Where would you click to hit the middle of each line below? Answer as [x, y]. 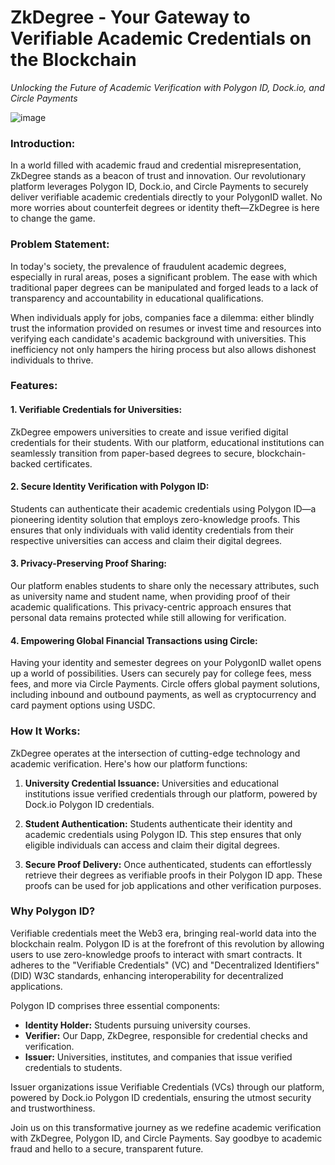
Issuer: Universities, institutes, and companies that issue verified [158, 1057]
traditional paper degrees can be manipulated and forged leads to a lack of [164, 287]
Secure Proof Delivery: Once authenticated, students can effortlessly [168, 864]
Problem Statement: [60, 244]
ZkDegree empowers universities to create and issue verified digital [149, 432]
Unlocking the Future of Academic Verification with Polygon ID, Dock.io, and [167, 87]
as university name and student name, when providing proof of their [150, 597]
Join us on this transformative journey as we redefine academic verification [166, 1127]
